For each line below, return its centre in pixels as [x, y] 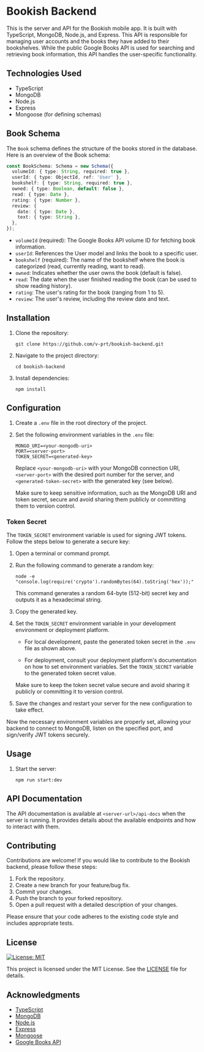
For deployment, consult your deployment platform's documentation [111, 660]
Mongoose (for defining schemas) [58, 114]
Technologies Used [44, 74]
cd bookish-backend [40, 366]
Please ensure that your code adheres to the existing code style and [93, 917]
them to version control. [45, 506]
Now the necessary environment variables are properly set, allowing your [99, 721]
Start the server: [36, 768]
